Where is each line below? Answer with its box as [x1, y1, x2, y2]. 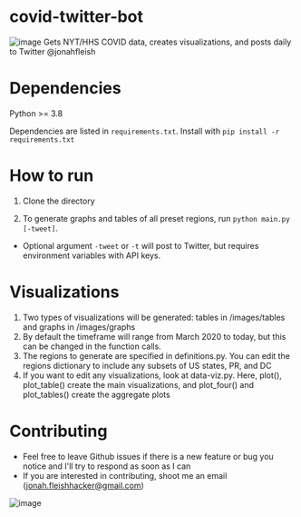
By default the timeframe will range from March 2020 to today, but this [22, 331, 286, 342]
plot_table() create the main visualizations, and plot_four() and [22, 379, 255, 390]
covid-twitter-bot [9, 6, 143, 27]
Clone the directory [22, 195, 95, 206]
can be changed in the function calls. [22, 341, 161, 352]
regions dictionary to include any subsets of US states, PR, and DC [22, 360, 272, 371]
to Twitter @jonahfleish [9, 45, 96, 56]
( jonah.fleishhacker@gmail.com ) [22, 480, 145, 491]
